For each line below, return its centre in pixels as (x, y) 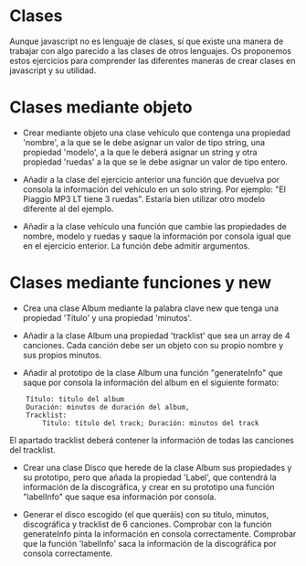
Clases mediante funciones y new (141, 283)
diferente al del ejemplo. (68, 208)
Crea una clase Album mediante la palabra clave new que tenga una (151, 308)
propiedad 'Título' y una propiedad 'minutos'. (107, 317)
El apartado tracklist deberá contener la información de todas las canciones (152, 440)
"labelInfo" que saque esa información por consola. (119, 497)
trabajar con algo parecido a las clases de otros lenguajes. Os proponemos (151, 50)
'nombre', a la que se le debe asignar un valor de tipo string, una (144, 142)
